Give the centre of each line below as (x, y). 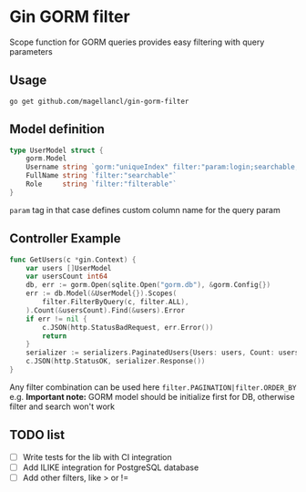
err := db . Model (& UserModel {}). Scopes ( (102, 293)
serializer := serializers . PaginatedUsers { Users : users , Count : (150, 353)
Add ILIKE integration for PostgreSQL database (111, 467)
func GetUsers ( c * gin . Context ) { (73, 260)
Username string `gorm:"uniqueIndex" (97, 167)
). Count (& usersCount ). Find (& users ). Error (105, 310)
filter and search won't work (62, 406)
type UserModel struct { (56, 150)
